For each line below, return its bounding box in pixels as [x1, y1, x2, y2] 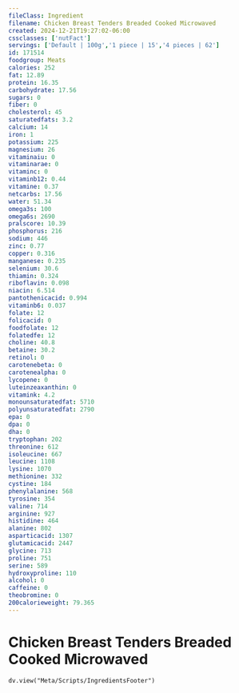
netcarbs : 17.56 [8, 189, 62, 198]
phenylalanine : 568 [8, 487, 74, 496]
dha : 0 [8, 428, 30, 436]
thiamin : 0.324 [8, 272, 59, 280]
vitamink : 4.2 [8, 391, 56, 399]
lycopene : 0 [8, 376, 48, 384]
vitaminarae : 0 [8, 161, 59, 169]
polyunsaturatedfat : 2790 [8, 405, 94, 414]
